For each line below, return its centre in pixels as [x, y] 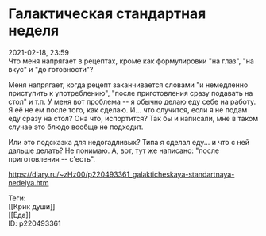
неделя [34, 30]
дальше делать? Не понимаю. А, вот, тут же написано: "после [114, 150]
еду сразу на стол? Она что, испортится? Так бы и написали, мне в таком [133, 118]
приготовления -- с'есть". [52, 158]
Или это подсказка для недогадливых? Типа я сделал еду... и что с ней [129, 142]
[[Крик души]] [32, 206]
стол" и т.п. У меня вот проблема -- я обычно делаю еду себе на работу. [132, 101]
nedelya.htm [29, 182]
